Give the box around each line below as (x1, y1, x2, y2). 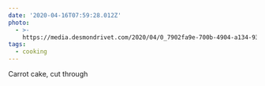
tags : (8, 41, 26, 48)
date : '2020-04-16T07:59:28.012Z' (8, 11, 122, 20)
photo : (8, 19, 30, 27)
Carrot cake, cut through (8, 70, 88, 78)
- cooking (15, 48, 47, 56)
